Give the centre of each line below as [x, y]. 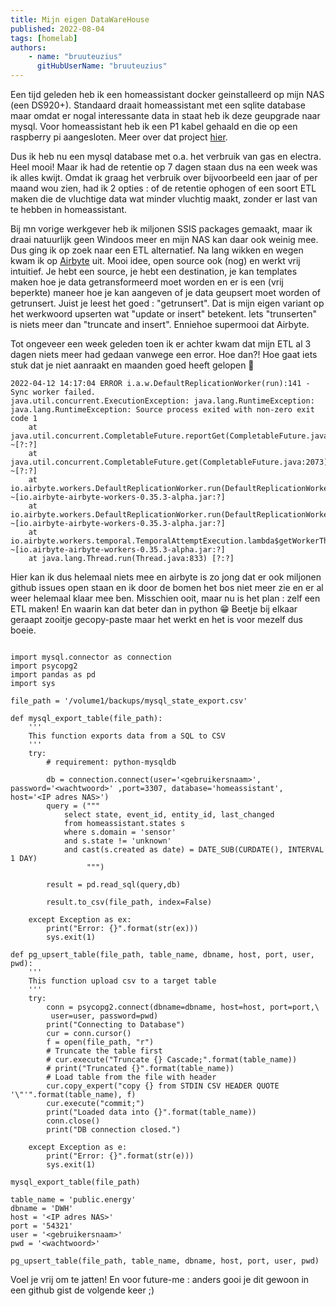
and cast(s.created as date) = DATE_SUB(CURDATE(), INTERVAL [194, 850]
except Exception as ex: [80, 920]
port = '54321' [42, 1226]
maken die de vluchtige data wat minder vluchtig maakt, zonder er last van [164, 199]
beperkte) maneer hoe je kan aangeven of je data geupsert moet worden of [166, 292]
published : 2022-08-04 [57, 29]
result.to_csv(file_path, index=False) [129, 902]
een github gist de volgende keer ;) [82, 1290]
